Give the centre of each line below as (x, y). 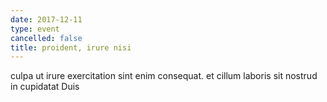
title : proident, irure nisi (71, 47)
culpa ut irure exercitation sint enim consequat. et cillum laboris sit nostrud (164, 76)
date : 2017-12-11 (46, 19)
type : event (35, 29)
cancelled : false (46, 38)
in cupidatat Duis (45, 87)
